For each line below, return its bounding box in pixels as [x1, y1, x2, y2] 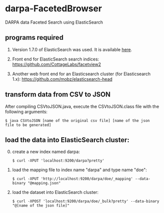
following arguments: [5, 109, 48, 115]
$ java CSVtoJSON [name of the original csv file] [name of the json [5, 118, 150, 123]
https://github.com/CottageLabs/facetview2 [12, 61, 101, 67]
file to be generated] [5, 122, 51, 127]
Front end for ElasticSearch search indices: [12, 56, 99, 62]
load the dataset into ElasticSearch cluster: [12, 189, 99, 195]
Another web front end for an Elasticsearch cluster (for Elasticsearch [12, 71, 151, 77]
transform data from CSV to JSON [5, 91, 111, 99]
